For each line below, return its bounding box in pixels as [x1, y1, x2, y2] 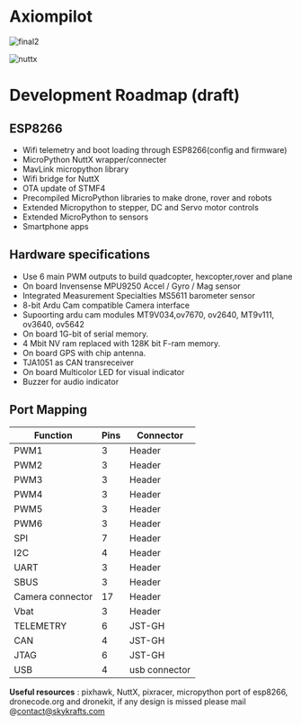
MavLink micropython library [22, 164, 128, 175]
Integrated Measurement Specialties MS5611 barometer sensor [22, 290, 256, 300]
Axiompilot [9, 6, 93, 27]
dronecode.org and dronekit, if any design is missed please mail [9, 695, 247, 707]
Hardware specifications [9, 247, 151, 263]
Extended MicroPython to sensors [22, 211, 149, 222]
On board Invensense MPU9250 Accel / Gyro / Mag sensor [22, 281, 241, 291]
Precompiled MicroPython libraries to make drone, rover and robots [22, 192, 272, 203]
